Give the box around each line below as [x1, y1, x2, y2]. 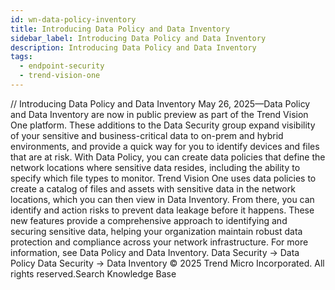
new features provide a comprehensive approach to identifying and [10, 214, 288, 226]
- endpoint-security [19, 61, 105, 71]
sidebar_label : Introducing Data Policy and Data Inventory [10, 33, 267, 43]
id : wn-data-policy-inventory [10, 14, 137, 25]
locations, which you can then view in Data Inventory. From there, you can [10, 193, 315, 205]
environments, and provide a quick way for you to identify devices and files [10, 140, 320, 152]
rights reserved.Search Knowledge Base [10, 267, 177, 280]
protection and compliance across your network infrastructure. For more [10, 236, 309, 248]
